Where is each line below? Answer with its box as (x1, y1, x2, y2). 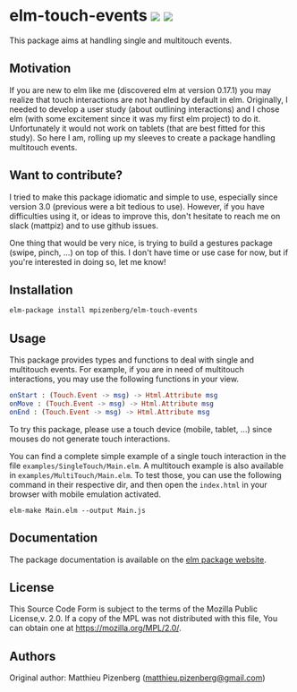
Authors (9, 648, 56, 663)
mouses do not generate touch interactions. (9, 433, 171, 444)
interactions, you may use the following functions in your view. (9, 373, 240, 385)
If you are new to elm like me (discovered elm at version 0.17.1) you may (9, 84, 271, 95)
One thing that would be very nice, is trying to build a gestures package (9, 237, 273, 248)
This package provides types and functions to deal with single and (9, 355, 255, 365)
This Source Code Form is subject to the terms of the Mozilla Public (9, 603, 258, 614)
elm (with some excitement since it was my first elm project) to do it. (9, 113, 261, 124)
